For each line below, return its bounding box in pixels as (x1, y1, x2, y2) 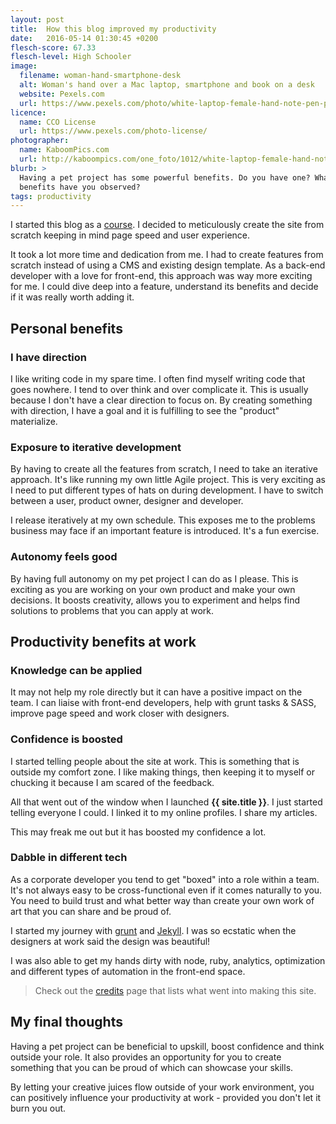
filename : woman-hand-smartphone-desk (19, 71, 182, 81)
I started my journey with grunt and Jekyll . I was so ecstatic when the (10, 924, 297, 936)
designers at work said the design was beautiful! (10, 935, 211, 947)
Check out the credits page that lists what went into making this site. (34, 984, 317, 996)
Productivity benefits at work (10, 633, 197, 650)
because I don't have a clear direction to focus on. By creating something (10, 394, 313, 406)
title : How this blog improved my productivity (10, 24, 217, 34)
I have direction (10, 350, 88, 364)
